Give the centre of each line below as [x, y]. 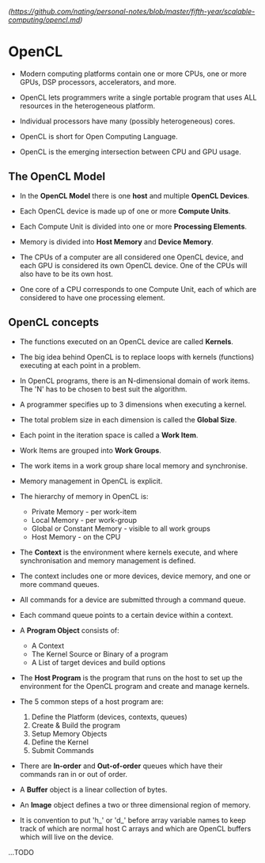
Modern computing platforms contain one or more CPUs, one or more [133, 74]
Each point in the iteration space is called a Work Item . [109, 435]
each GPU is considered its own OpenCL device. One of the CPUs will [133, 265]
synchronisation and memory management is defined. [108, 560]
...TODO [21, 852]
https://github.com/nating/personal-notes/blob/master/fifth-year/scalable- [133, 11]
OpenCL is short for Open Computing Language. [98, 136]
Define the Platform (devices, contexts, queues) [109, 717]
